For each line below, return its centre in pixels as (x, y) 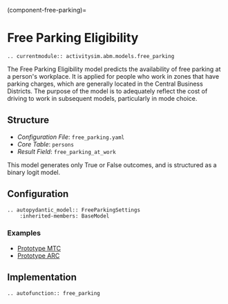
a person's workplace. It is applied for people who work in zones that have (113, 76)
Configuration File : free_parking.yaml (71, 137)
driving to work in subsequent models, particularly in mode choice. (102, 98)
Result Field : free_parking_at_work (66, 151)
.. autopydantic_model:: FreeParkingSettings (74, 210)
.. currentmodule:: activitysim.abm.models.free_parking (91, 56)
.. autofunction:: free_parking (54, 293)
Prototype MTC (39, 248)
